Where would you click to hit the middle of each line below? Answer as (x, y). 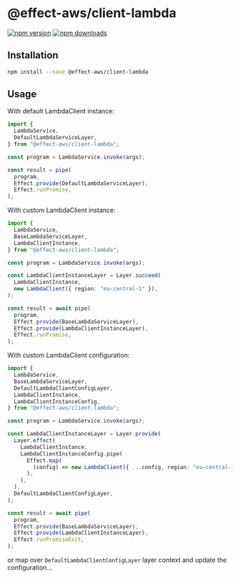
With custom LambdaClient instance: (61, 210)
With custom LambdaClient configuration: (69, 356)
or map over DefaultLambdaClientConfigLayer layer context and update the (117, 560)
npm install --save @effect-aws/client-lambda (78, 72)
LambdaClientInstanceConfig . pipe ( (71, 454)
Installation (33, 55)
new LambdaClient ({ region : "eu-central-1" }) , (86, 289)
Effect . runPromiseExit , (49, 540)
